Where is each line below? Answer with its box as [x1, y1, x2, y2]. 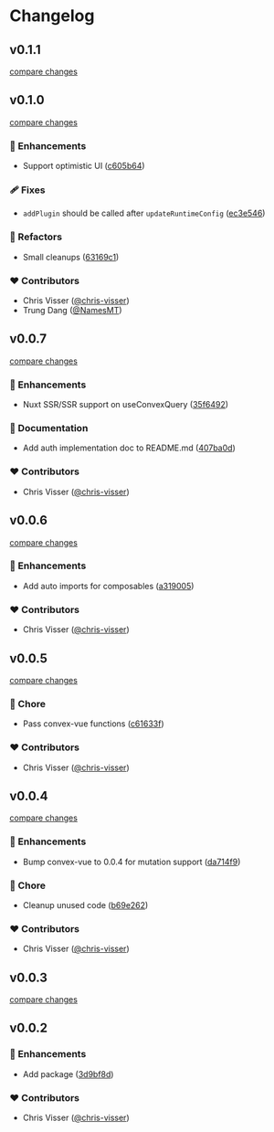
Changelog [9, 5, 95, 26]
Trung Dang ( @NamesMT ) [22, 305, 122, 315]
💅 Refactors [9, 230, 62, 243]
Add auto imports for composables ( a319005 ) [22, 580, 195, 591]
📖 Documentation [9, 422, 89, 435]
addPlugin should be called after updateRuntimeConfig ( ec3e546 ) [22, 207, 266, 219]
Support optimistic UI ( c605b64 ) [22, 161, 145, 172]
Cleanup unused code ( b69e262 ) [22, 899, 149, 910]
